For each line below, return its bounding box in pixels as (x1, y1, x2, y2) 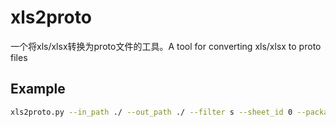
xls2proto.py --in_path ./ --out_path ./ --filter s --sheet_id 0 (10, 107, 293, 117)
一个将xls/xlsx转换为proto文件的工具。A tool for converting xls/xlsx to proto (10, 40, 322, 52)
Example (10, 81, 66, 98)
